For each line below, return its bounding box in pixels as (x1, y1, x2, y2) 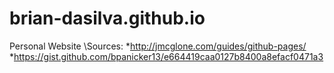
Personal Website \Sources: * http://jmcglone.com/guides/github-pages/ (9, 40, 307, 52)
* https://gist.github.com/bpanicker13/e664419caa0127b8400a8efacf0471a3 (9, 50, 324, 62)
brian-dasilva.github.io (9, 7, 206, 30)
